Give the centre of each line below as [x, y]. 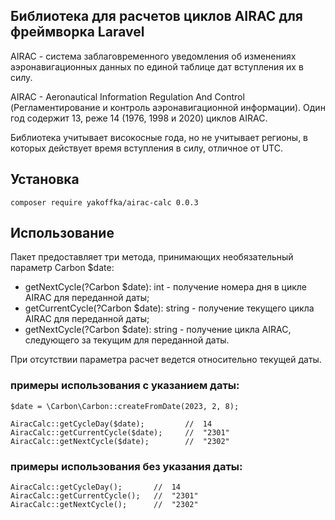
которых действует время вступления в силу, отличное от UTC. [146, 148]
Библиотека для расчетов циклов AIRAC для [156, 16]
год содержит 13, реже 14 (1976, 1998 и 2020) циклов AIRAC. [139, 118]
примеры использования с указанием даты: [125, 386]
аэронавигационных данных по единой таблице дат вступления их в [157, 66]
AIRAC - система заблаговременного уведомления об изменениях [153, 56]
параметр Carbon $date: [62, 268]
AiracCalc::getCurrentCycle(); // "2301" [104, 496]
